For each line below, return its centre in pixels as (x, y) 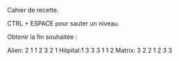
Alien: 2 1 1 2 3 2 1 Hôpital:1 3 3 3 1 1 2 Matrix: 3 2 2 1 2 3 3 (89, 50)
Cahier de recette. (33, 10)
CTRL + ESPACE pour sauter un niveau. (63, 23)
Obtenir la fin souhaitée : (42, 37)
